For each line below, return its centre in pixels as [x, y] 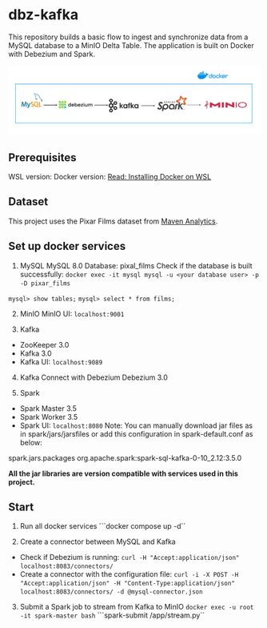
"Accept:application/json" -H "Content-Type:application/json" [128, 584]
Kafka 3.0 [36, 353]
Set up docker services [67, 246]
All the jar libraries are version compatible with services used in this [123, 473]
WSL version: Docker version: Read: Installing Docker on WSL [110, 177]
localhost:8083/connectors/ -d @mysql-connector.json [111, 592]
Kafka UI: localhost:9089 [61, 361]
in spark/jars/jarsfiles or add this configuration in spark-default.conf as [136, 433]
